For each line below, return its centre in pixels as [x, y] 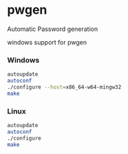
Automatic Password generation [53, 29]
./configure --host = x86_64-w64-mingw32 [64, 87]
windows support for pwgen [47, 42]
